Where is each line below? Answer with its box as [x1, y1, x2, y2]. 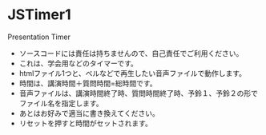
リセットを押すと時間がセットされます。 [18, 118, 153, 128]
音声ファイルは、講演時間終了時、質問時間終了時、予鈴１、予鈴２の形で [18, 88, 258, 97]
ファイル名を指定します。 [18, 98, 103, 108]
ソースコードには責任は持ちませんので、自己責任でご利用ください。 [18, 48, 244, 58]
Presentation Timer [7, 32, 71, 42]
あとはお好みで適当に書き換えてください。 [18, 108, 159, 117]
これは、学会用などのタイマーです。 [18, 58, 138, 68]
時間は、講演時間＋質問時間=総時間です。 [18, 78, 157, 88]
